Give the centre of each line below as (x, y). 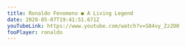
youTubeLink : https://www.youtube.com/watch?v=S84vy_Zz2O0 (93, 26)
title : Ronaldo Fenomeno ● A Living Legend (70, 13)
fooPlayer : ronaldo (35, 32)
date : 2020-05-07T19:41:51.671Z (53, 20)
